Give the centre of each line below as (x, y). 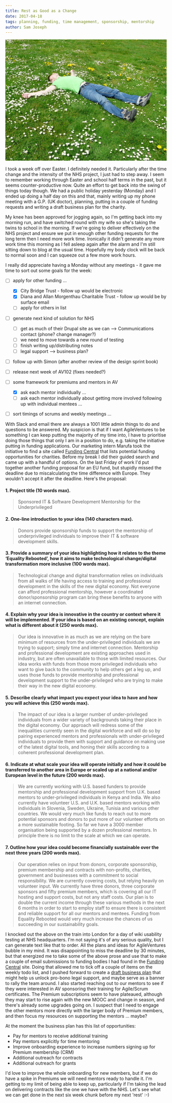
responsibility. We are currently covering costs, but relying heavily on (91, 880)
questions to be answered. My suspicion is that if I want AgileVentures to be (85, 430)
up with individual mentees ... (51, 404)
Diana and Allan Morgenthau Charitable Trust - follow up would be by (93, 297)
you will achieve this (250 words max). (47, 703)
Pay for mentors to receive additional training (60, 1036)
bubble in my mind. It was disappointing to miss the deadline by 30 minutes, (85, 950)
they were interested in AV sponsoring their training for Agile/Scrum (77, 989)
